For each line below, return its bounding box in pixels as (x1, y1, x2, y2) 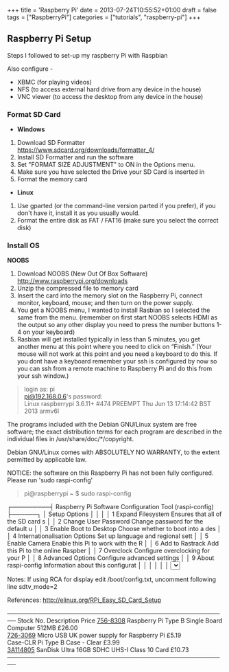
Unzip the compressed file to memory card (16, 284, 138, 293)
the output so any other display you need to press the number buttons (16, 321, 215, 329)
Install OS (7, 240, 40, 250)
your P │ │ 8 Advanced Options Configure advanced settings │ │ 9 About (7, 554, 215, 562)
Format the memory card (16, 175, 88, 183)
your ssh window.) (16, 372, 69, 380)
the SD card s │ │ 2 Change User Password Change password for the (7, 517, 204, 526)
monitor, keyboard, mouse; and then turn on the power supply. (16, 299, 194, 307)
